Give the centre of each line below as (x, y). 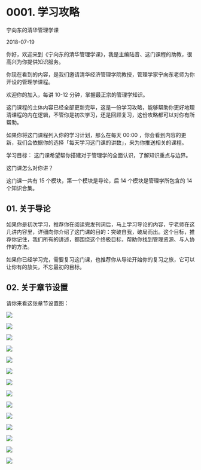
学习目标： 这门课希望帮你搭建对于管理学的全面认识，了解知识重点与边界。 (99, 155)
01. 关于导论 (28, 209)
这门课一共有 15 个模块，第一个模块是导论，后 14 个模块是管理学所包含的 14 (99, 181)
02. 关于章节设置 (37, 288)
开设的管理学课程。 (30, 82)
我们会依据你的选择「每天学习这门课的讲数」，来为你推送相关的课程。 (102, 142)
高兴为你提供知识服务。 (35, 62)
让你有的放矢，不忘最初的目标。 (45, 267)
